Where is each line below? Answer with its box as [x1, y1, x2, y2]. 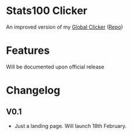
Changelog [6, 84, 60, 97]
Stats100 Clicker [6, 4, 88, 18]
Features [6, 44, 50, 57]
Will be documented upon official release [6, 63, 105, 70]
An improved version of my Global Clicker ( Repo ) [6, 23, 123, 30]
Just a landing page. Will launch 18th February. [14, 122, 127, 129]
